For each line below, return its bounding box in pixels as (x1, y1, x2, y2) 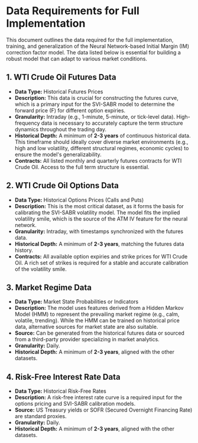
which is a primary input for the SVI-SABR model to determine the (14, 101, 175, 108)
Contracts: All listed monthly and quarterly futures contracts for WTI (14, 157, 182, 164)
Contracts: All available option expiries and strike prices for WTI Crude (14, 253, 188, 260)
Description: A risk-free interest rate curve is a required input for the (14, 394, 182, 401)
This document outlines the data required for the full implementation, (6, 36, 174, 43)
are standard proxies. (14, 413, 67, 420)
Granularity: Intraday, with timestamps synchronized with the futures (14, 228, 184, 235)
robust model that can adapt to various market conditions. (6, 55, 148, 62)
